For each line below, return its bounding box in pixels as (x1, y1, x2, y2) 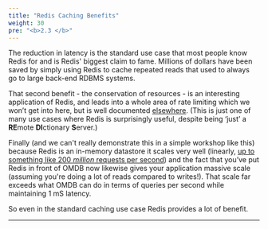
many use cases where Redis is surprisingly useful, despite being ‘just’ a (8, 114, 247, 124)
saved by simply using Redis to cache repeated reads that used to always (8, 65, 250, 75)
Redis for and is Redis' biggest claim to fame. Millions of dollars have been (8, 56, 253, 66)
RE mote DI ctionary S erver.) (8, 122, 98, 132)
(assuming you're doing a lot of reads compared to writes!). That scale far (8, 172, 251, 181)
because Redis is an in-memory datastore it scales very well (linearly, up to (8, 146, 255, 156)
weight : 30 (8, 19, 45, 27)
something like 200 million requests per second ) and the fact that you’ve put (8, 155, 259, 165)
